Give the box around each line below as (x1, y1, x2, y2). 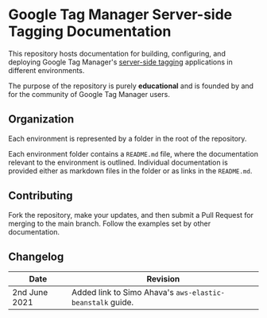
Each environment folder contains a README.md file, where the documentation (8, 149, 258, 158)
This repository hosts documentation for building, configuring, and (8, 48, 226, 58)
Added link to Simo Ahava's (71, 287, 175, 298)
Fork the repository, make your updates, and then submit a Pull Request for (8, 210, 254, 219)
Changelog (8, 250, 64, 263)
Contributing (8, 189, 73, 203)
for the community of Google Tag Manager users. (8, 89, 171, 99)
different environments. (8, 65, 85, 75)
